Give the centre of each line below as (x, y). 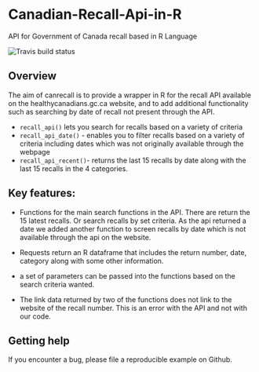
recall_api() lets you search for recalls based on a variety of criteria (131, 126)
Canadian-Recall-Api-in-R (95, 15)
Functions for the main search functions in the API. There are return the (135, 212)
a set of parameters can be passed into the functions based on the (127, 275)
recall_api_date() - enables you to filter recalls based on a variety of (132, 135)
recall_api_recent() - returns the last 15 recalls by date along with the (133, 160)
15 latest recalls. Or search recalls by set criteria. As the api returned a (133, 221)
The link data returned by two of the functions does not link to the (126, 299)
